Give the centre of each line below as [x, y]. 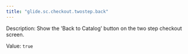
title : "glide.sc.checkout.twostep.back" [57, 11]
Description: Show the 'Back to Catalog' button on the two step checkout [94, 28]
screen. [15, 34]
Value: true [20, 46]
